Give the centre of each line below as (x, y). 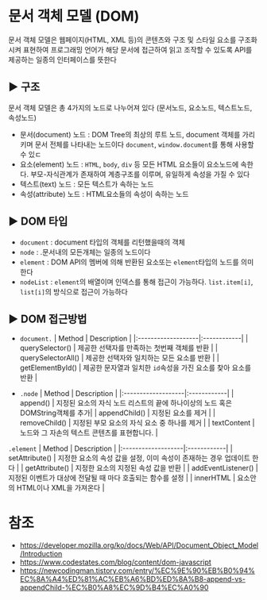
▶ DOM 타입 (38, 222)
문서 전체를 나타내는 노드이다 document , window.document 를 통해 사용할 (144, 144)
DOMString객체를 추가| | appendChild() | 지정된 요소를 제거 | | (118, 413)
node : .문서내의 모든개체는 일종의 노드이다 (85, 252)
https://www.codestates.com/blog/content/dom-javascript (116, 562)
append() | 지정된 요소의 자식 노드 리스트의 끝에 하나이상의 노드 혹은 (126, 403)
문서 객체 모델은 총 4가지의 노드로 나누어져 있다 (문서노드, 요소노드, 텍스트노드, (130, 107)
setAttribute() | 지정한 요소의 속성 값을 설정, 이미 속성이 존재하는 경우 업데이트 (129, 458)
